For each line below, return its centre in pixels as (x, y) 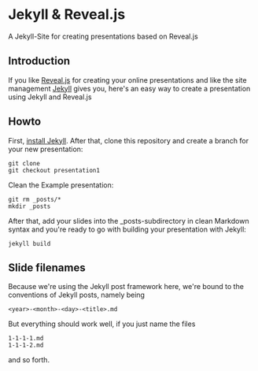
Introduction (39, 61)
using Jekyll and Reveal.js (50, 97)
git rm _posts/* (35, 199)
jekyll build (29, 243)
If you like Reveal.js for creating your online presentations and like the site (127, 80)
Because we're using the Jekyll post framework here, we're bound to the (126, 287)
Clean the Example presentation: (61, 185)
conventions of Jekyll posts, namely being (77, 295)
